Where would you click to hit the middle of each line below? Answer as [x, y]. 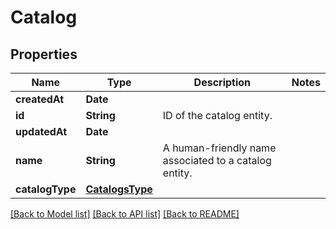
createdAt [40, 99]
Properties [44, 54]
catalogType [46, 189]
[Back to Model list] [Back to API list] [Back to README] [125, 214]
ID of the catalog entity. [217, 115]
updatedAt [41, 131]
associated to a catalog [217, 160]
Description [222, 82]
